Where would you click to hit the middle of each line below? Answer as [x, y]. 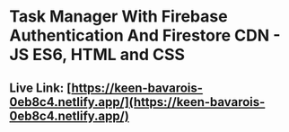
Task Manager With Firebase [118, 17]
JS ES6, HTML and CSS [97, 55]
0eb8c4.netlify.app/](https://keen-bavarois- [137, 102]
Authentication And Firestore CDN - [145, 35]
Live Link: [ [40, 88]
